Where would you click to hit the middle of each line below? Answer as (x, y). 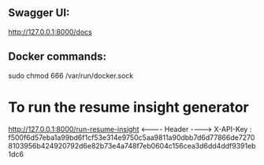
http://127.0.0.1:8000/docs (50, 31)
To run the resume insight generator (129, 107)
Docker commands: (57, 57)
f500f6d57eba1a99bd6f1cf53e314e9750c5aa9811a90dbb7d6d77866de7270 (132, 137)
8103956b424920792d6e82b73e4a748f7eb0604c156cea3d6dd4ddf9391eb (132, 145)
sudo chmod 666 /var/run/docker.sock (71, 75)
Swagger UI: (39, 13)
